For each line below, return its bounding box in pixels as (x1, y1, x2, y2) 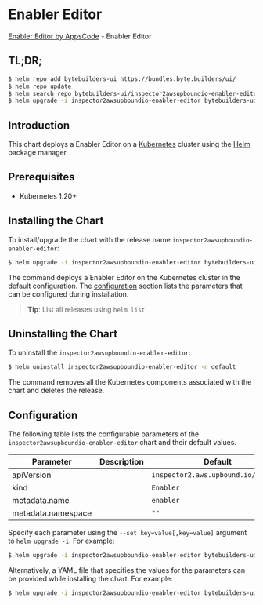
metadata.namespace (12, 508, 92, 519)
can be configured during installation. (8, 289, 129, 299)
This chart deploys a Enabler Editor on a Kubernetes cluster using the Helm (8, 140, 250, 149)
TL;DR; (8, 54, 43, 67)
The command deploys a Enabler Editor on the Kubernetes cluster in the (8, 272, 240, 282)
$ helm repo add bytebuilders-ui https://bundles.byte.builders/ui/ (8, 75, 236, 83)
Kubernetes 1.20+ (19, 191, 77, 201)
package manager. (8, 148, 69, 158)
